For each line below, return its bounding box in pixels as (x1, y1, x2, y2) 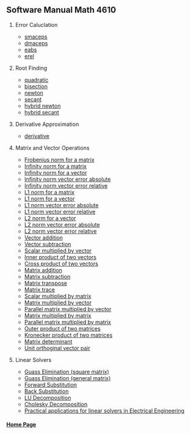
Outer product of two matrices (24, 325, 101, 332)
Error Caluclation (15, 21, 58, 28)
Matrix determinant (24, 337, 73, 345)
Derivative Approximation (15, 120, 79, 128)
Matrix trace (24, 285, 55, 293)
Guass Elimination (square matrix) (24, 368, 110, 375)
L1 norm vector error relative (24, 208, 96, 215)
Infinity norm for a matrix (24, 162, 87, 170)
